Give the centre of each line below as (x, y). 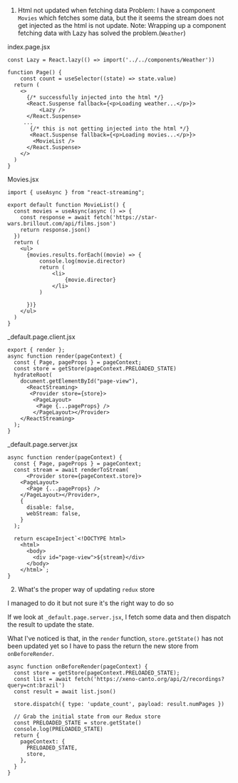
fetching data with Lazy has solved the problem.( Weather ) (102, 33)
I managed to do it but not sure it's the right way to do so (91, 603)
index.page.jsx (29, 47)
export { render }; (36, 350)
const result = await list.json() (65, 692)
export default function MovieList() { (67, 205)
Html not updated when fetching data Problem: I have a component (116, 10)
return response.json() (56, 230)
